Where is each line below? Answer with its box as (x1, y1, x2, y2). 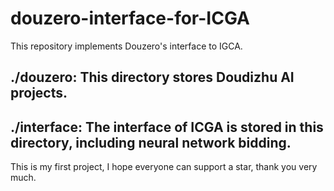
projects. (10, 85, 68, 102)
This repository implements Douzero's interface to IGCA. (10, 40, 243, 52)
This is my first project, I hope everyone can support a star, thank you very (10, 161, 318, 173)
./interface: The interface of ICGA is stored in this (10, 118, 324, 136)
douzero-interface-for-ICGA (10, 7, 250, 30)
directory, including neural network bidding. (10, 134, 292, 151)
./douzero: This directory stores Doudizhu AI (10, 69, 295, 86)
